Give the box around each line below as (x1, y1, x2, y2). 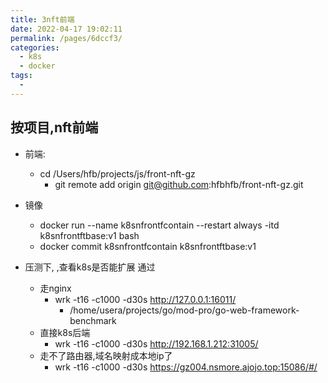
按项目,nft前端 (10, 119, 99, 136)
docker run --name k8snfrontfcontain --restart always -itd (39, 219, 280, 231)
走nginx (39, 282, 72, 294)
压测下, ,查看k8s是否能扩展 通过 (24, 261, 156, 273)
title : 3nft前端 (10, 14, 75, 25)
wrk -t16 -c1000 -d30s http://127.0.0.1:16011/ (54, 293, 237, 305)
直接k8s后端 (39, 326, 91, 338)
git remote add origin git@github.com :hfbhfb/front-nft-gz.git (54, 178, 304, 190)
